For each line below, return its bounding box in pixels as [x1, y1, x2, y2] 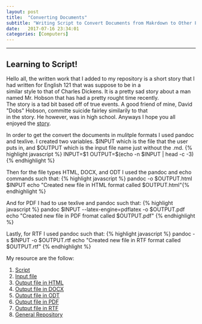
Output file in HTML [14, 279, 64, 286]
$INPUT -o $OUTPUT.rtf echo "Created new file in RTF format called [10, 236, 181, 243]
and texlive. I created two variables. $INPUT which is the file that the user [6, 138, 188, 145]
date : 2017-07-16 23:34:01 [6, 25, 79, 32]
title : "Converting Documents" [6, 14, 87, 20]
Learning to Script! [6, 59, 78, 69]
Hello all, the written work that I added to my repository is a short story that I [6, 75, 195, 82]
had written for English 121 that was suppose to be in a [6, 81, 141, 88]
